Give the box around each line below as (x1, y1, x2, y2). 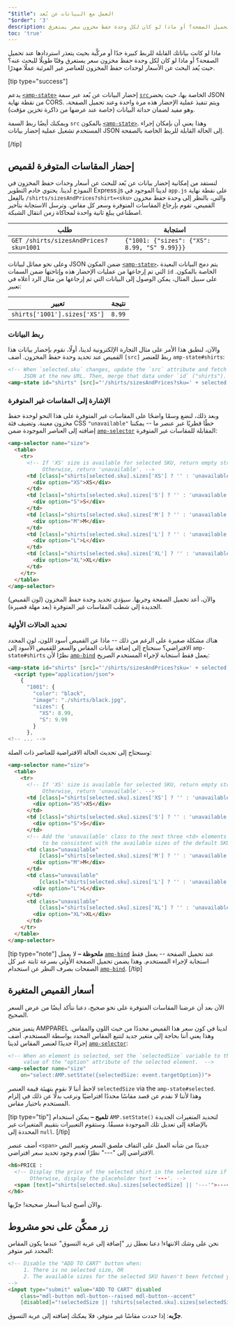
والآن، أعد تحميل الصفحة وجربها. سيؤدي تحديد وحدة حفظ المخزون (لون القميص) (8, 595, 215, 603)
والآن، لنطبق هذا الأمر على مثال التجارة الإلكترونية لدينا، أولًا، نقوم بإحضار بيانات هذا (8, 345, 220, 354)
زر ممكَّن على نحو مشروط (8, 1220, 109, 1232)
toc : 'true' (8, 29, 43, 37)
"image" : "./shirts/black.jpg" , (33, 697, 128, 704)
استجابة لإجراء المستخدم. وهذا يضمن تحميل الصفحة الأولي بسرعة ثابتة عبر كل (8, 957, 209, 965)
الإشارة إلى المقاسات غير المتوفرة (8, 396, 111, 405)
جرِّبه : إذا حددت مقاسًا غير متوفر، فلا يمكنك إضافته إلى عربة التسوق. (8, 1312, 183, 1320)
